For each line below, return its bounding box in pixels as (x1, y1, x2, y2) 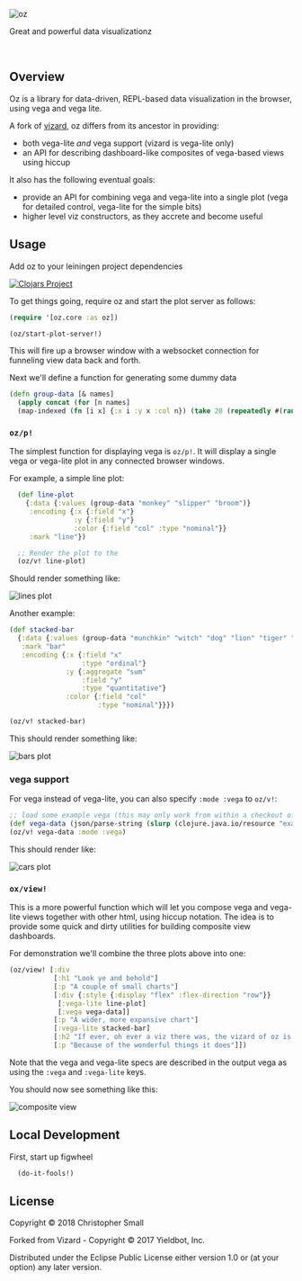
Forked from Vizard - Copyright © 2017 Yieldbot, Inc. (9, 1235, 205, 1246)
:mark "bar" (21, 642, 67, 651)
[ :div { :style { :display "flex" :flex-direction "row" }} (53, 990, 271, 999)
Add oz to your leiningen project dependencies (9, 261, 183, 272)
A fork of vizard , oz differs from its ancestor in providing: (9, 120, 219, 130)
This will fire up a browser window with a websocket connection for (9, 345, 260, 356)
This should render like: (9, 844, 97, 855)
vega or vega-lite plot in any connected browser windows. (9, 455, 225, 467)
